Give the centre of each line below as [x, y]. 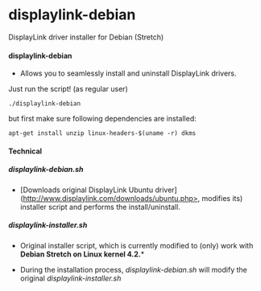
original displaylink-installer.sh [70, 278]
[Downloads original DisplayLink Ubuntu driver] [98, 190]
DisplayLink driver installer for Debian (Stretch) [86, 37]
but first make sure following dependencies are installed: [102, 119]
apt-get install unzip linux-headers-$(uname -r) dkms [102, 133]
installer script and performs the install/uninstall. [100, 207]
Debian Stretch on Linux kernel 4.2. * [82, 254]
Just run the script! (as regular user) [68, 89]
